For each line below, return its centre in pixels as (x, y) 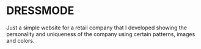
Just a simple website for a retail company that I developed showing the (97, 28)
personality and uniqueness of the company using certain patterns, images (101, 34)
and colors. (20, 40)
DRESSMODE (40, 11)
